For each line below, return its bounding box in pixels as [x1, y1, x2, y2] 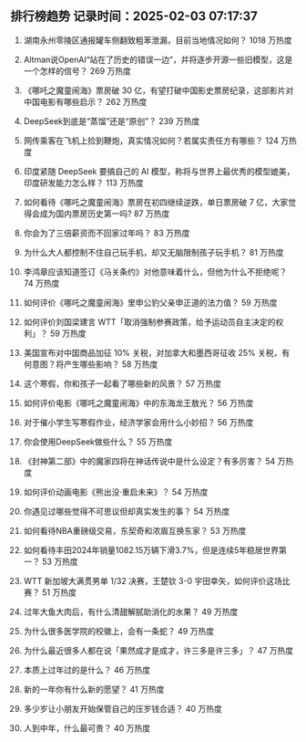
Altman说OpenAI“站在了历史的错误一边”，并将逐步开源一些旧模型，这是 [23, 54, 293, 65]
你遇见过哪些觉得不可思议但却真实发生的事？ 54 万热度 [23, 506, 230, 517]
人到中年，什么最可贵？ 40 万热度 [23, 722, 151, 733]
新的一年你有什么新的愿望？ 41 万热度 [23, 684, 165, 695]
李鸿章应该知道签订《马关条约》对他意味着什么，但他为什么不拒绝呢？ [23, 266, 288, 277]
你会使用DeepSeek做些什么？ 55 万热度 [23, 436, 173, 447]
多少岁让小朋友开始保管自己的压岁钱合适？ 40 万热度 [23, 703, 222, 714]
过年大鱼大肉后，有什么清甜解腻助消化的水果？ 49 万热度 [23, 606, 239, 617]
